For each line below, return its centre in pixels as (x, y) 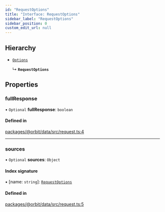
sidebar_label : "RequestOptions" (39, 19)
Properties (22, 85)
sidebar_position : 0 (26, 23)
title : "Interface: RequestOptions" (42, 14)
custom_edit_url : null (28, 28)
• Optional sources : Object (33, 160)
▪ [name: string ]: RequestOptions (39, 182)
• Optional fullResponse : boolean (39, 109)
